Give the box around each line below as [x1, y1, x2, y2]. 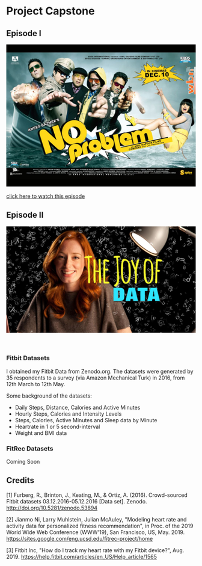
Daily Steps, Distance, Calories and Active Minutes [14, 404, 141, 411]
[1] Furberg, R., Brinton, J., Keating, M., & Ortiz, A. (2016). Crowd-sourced [6, 491, 188, 499]
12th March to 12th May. [6, 380, 66, 387]
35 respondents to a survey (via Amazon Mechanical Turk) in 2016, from [6, 374, 185, 381]
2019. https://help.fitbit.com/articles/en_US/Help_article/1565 [6, 553, 158, 560]
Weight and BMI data [14, 429, 67, 437]
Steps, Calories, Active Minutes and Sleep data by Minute [14, 416, 158, 423]
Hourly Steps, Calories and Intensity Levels [14, 410, 122, 417]
